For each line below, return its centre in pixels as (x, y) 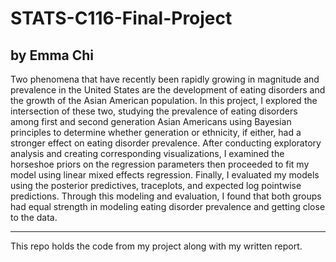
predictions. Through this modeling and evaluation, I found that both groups (166, 196)
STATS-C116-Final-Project (121, 18)
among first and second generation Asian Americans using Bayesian (151, 121)
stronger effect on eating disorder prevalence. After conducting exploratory (166, 143)
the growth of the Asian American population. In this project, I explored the (164, 100)
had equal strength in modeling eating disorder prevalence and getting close (168, 206)
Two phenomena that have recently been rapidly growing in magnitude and (165, 79)
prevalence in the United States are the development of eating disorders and (168, 90)
